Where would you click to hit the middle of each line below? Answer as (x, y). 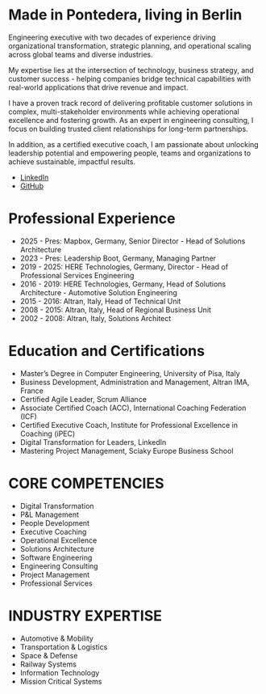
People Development (55, 523)
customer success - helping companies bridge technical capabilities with (130, 78)
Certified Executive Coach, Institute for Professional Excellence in (129, 425)
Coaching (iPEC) (48, 434)
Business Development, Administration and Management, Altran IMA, (135, 382)
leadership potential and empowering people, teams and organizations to (130, 153)
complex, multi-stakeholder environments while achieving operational (124, 112)
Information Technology (60, 672)
